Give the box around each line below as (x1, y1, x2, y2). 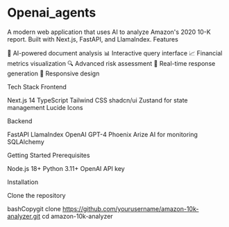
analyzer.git (7, 212, 40, 220)
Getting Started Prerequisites (7, 151, 90, 159)
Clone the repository (7, 191, 66, 199)
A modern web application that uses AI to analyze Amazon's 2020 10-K (7, 28, 211, 36)
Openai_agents (7, 5, 96, 21)
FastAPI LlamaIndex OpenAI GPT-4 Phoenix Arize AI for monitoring (7, 130, 198, 138)
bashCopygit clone (7, 204, 61, 212)
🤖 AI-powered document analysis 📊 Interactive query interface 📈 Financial (7, 48, 223, 57)
